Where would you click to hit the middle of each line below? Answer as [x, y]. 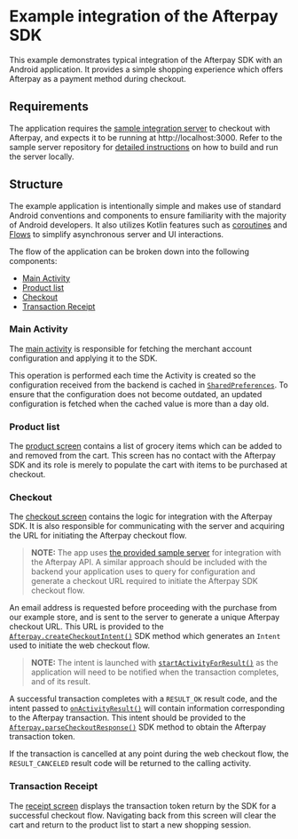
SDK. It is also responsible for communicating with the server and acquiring [147, 526]
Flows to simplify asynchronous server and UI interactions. [117, 234]
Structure [36, 184]
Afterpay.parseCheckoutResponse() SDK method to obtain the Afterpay [138, 727]
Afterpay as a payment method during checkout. [98, 78]
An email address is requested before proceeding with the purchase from [143, 608]
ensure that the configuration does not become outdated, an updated [136, 394]
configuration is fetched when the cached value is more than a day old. [139, 404]
